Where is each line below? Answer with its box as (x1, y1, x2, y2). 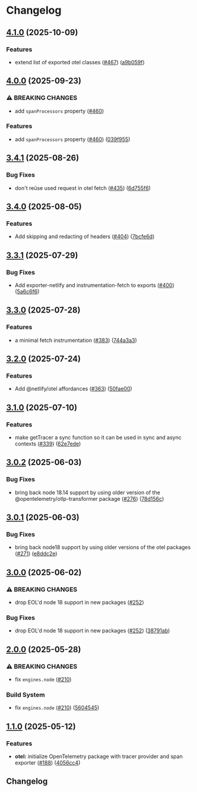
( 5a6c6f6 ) (14, 288, 40, 295)
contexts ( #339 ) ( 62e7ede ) (14, 440, 81, 447)
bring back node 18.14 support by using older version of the (14, 489, 160, 496)
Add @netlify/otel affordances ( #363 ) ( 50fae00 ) (14, 385, 132, 392)
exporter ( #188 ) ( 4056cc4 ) (14, 759, 81, 766)
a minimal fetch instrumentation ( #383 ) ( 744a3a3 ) (14, 336, 138, 344)
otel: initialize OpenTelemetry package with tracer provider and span (14, 753, 183, 760)
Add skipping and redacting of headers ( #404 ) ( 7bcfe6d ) (14, 233, 155, 240)
